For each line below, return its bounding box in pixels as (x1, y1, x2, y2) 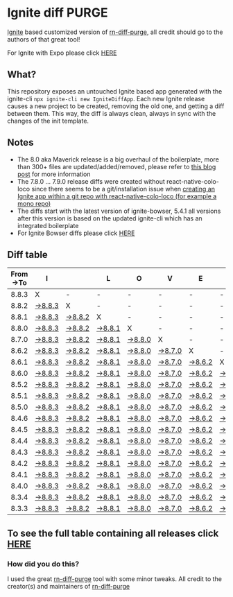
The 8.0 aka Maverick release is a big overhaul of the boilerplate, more (17, 155, 220, 164)
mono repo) (17, 199, 51, 207)
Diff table (7, 248, 49, 261)
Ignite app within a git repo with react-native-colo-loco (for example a (17, 192, 217, 200)
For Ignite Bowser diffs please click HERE (17, 229, 135, 237)
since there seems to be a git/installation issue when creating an (31, 184, 215, 193)
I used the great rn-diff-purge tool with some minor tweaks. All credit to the (7, 575, 222, 583)
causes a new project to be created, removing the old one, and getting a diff (7, 102, 225, 110)
